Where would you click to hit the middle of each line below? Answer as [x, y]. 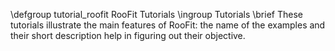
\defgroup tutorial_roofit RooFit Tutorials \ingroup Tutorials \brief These [156, 14]
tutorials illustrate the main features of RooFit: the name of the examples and [168, 25]
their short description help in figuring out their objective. [128, 35]
